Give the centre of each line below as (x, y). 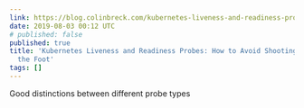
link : (19, 18)
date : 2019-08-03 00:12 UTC (62, 26)
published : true (40, 43)
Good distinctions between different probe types (100, 93)
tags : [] (26, 68)
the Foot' (36, 59)
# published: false (46, 34)
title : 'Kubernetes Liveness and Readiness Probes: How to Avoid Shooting (153, 51)
